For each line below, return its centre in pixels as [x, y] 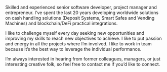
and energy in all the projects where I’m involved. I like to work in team [78, 44]
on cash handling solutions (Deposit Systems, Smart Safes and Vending [80, 18]
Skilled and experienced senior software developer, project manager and [81, 7]
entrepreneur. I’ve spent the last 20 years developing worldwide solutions [82, 13]
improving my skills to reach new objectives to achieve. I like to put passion [83, 38]
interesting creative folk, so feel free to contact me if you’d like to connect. [83, 64]
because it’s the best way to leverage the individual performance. [73, 49]
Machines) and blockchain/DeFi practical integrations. [61, 23]
